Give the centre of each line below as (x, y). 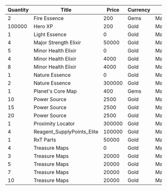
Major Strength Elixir (57, 43)
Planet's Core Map (55, 91)
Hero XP (43, 26)
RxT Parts (45, 140)
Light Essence (50, 34)
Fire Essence (49, 18)
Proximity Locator (54, 123)
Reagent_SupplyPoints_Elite (66, 132)
